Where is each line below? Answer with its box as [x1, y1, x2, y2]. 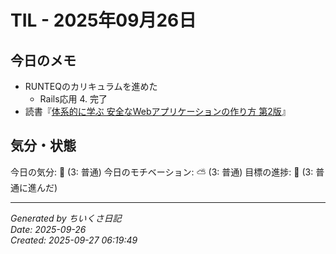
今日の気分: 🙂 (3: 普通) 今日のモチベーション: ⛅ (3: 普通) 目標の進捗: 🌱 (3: [10, 166, 314, 178]
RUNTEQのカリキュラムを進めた [24, 81, 158, 92]
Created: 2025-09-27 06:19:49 [10, 234, 138, 246]
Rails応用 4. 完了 [39, 93, 108, 105]
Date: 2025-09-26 [10, 223, 87, 235]
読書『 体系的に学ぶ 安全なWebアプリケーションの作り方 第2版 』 [24, 106, 291, 117]
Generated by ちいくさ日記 [10, 212, 122, 224]
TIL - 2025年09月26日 [10, 9, 197, 32]
